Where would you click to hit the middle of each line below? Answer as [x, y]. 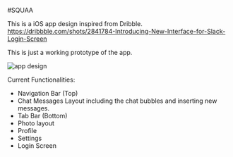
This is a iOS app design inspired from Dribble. [75, 24]
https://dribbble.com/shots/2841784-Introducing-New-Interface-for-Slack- [116, 31]
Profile [27, 131]
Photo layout [36, 123]
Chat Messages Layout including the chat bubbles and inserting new [117, 101]
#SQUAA [20, 10]
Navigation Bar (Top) [48, 93]
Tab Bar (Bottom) [42, 116]
